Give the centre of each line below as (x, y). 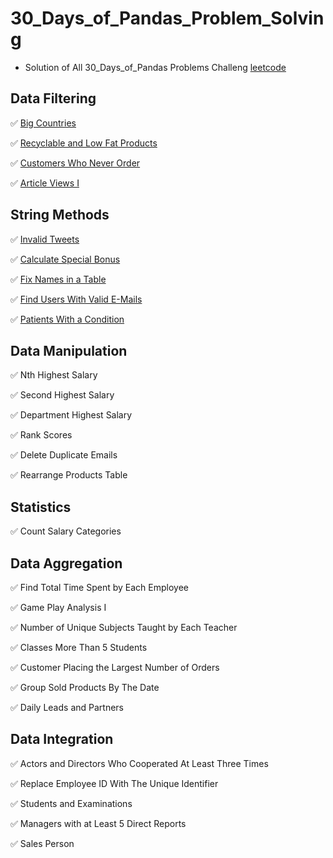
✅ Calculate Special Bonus (65, 259)
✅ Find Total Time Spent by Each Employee (99, 587)
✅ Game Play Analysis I (58, 607)
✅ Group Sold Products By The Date (85, 687)
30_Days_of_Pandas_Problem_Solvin (167, 18)
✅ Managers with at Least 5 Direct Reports (98, 823)
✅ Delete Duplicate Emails (64, 455)
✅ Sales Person (42, 843)
